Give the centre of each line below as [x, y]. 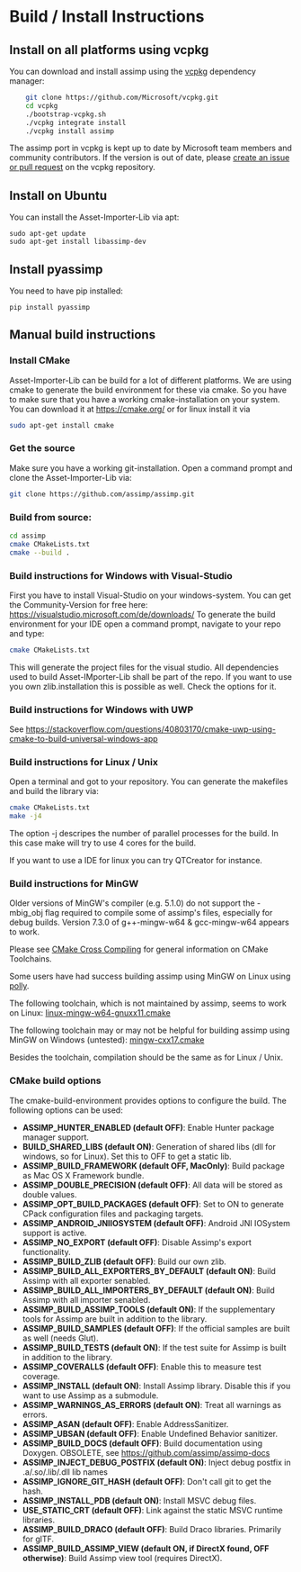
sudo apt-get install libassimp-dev [78, 242]
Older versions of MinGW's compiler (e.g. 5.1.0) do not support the [132, 903]
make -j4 [26, 817]
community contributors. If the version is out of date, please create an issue [150, 158]
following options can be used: [66, 1110]
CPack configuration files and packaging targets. [113, 1214]
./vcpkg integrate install [76, 122]
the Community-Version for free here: [79, 604]
